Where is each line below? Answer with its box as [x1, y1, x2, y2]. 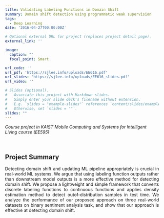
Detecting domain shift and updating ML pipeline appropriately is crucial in [5, 166, 159, 172]
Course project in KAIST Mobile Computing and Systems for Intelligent [5, 124, 147, 130]
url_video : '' [5, 79, 34, 84]
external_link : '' [5, 39, 42, 44]
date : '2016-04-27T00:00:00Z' [5, 25, 67, 30]
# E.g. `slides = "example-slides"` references [5, 101, 108, 107]
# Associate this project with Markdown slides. [5, 92, 110, 97]
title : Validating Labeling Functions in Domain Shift [5, 7, 119, 12]
